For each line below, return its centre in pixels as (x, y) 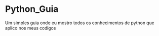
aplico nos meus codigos (31, 28)
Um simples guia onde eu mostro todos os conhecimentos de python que (80, 23)
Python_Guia (32, 9)
